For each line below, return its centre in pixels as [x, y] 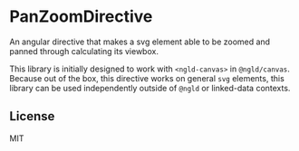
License [32, 116]
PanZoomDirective [81, 17]
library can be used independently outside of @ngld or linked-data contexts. [150, 88]
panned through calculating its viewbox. [84, 51]
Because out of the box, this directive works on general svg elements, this [147, 78]
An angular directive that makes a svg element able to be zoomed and [140, 42]
